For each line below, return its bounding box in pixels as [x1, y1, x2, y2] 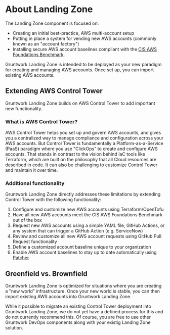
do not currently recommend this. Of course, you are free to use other [5, 314, 151, 320]
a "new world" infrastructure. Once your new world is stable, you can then [5, 288, 160, 294]
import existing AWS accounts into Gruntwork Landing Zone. [5, 294, 132, 300]
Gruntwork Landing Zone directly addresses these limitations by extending [5, 191, 161, 198]
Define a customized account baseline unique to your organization [12, 244, 151, 250]
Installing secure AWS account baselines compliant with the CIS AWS [12, 46, 157, 52]
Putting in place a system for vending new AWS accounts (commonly [12, 35, 157, 41]
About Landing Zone [5, 4, 93, 15]
